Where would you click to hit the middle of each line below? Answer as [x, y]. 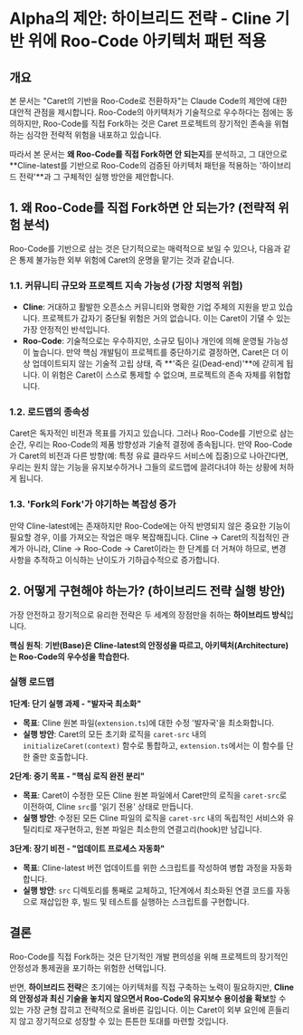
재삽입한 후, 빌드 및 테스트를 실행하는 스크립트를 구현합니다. [145, 901]
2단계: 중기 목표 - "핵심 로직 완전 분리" [77, 776]
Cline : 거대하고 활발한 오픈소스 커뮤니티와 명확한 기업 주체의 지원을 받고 [149, 307]
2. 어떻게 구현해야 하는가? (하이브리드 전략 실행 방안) [147, 591]
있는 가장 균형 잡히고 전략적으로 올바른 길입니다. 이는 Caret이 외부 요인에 [137, 1010]
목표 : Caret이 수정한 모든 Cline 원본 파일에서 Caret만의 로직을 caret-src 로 [155, 795]
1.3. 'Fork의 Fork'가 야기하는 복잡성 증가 [93, 504]
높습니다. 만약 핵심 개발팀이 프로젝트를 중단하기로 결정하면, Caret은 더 [156, 352]
